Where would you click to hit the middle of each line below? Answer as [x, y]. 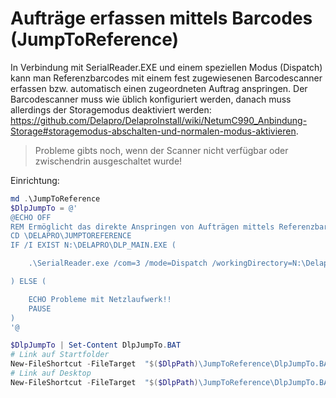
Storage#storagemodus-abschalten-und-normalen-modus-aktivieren [153, 131]
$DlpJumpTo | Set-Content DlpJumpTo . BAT [96, 345]
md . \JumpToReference [55, 198]
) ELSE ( [28, 282]
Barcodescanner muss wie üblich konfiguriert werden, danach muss [151, 99]
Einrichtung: [35, 180]
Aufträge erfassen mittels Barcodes [161, 18]
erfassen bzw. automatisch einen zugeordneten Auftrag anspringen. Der [159, 88]
